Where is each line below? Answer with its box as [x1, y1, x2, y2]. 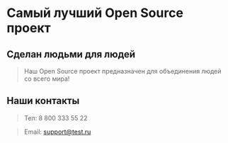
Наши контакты [6, 95, 80, 107]
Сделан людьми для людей [6, 48, 136, 60]
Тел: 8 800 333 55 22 [23, 113, 88, 122]
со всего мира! [23, 74, 70, 83]
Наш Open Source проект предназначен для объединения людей [23, 67, 222, 75]
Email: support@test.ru [23, 127, 91, 136]
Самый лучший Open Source [6, 5, 183, 21]
